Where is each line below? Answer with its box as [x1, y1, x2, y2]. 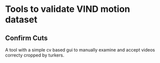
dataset [5, 14, 38, 25]
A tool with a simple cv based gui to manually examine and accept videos [5, 47, 155, 53]
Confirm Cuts [5, 34, 48, 42]
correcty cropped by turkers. [5, 52, 65, 58]
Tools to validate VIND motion [5, 3, 130, 15]
